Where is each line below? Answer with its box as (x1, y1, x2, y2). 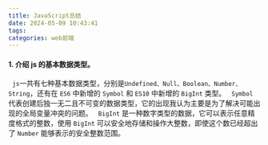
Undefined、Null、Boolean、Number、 (124, 80, 242, 88)
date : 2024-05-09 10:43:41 (8, 19, 98, 27)
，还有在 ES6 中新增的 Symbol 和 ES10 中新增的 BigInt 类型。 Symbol (29, 88, 254, 98)
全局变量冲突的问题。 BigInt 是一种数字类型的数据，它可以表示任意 (22, 108, 248, 118)
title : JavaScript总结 (8, 11, 82, 20)
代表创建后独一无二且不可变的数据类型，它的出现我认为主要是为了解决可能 (8, 99, 254, 108)
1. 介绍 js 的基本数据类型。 (8, 59, 94, 69)
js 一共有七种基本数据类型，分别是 (11, 79, 126, 88)
